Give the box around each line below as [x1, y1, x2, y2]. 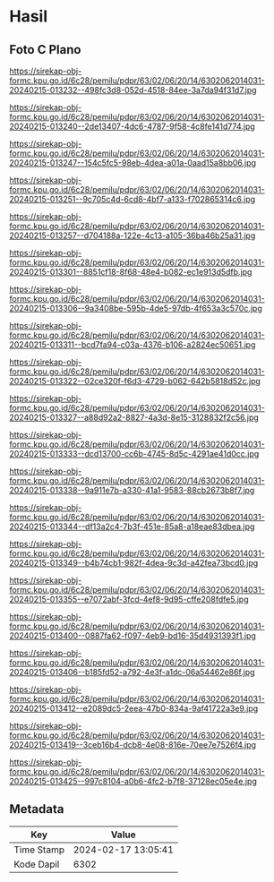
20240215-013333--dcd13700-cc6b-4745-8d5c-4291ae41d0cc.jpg [9, 449, 260, 458]
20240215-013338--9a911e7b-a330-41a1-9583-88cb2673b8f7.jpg [9, 485, 255, 495]
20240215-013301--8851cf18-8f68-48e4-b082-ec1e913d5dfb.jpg [9, 267, 253, 277]
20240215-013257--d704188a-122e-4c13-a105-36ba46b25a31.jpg [9, 230, 256, 241]
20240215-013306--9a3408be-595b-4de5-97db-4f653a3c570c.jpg [9, 303, 262, 313]
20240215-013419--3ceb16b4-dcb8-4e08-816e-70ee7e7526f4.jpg [9, 740, 257, 749]
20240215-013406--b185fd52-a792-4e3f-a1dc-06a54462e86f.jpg [9, 667, 255, 677]
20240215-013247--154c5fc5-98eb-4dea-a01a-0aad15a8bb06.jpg [9, 158, 257, 167]
